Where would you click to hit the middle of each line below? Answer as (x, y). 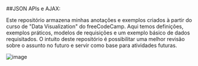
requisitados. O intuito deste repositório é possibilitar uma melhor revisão (95, 39)
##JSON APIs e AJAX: (33, 9)
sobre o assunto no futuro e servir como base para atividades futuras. (92, 45)
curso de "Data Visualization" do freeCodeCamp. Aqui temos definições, (95, 26)
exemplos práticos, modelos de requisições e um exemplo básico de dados (98, 33)
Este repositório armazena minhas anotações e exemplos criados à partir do (99, 20)
